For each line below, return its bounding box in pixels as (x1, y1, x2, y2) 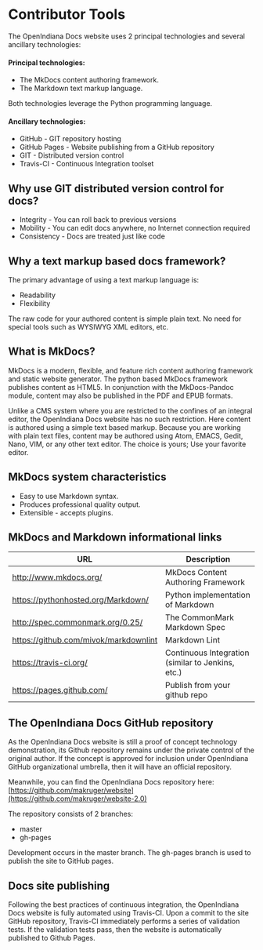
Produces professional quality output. (19, 500, 141, 509)
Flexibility (19, 298, 51, 308)
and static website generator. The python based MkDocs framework (8, 374, 229, 384)
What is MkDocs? (8, 345, 95, 359)
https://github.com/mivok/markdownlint (12, 635, 158, 646)
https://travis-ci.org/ (12, 657, 88, 668)
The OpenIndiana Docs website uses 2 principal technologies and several (8, 31, 245, 41)
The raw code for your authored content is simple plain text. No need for (8, 314, 242, 323)
